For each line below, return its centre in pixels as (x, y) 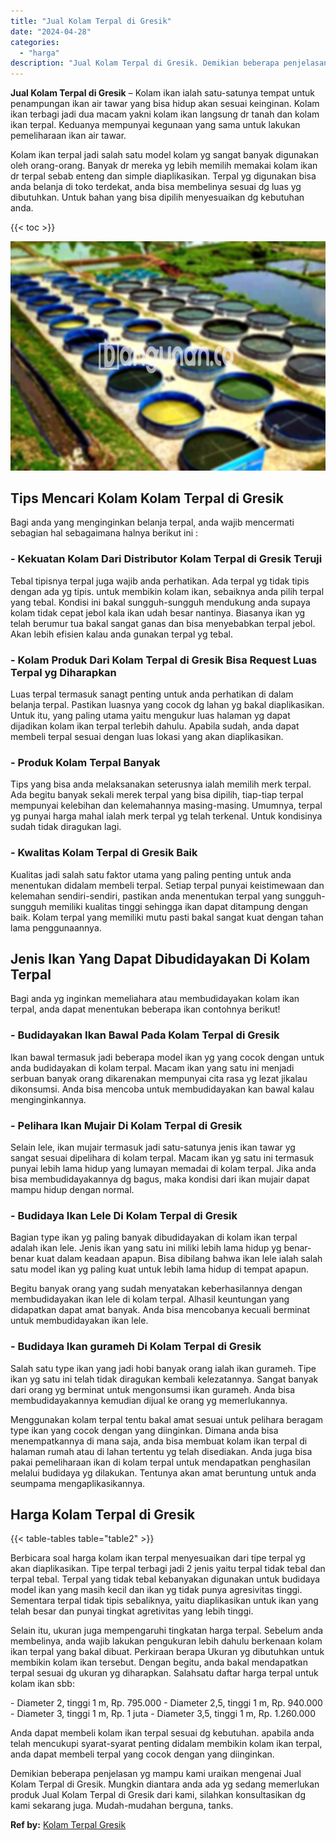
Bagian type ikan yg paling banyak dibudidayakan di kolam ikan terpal (154, 1237)
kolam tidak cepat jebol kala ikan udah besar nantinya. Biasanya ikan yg (158, 612)
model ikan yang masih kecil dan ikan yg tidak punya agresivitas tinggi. (156, 1590)
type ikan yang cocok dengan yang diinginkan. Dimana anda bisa (144, 1430)
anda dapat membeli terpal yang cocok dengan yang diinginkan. (142, 1754)
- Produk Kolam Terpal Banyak (85, 762)
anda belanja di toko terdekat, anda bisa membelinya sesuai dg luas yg (156, 187)
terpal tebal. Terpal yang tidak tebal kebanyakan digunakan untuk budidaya (165, 1579)
